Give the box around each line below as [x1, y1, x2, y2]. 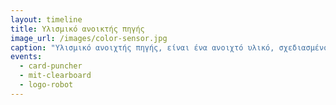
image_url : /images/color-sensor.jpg [10, 33, 168, 43]
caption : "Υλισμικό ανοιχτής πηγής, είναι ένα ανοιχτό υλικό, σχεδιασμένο [10, 42, 329, 53]
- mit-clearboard [19, 71, 92, 81]
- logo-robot [19, 80, 74, 90]
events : [10, 52, 43, 62]
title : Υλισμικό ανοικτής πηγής [10, 24, 145, 34]
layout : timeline [10, 14, 83, 25]
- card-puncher [19, 61, 83, 71]
